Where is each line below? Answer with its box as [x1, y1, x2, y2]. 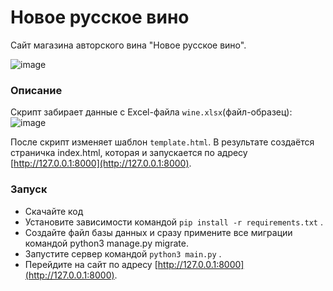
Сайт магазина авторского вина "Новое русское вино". [10, 39, 247, 51]
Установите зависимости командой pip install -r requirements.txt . [24, 216, 323, 228]
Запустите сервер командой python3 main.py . [24, 247, 222, 260]
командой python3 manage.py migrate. [24, 237, 189, 249]
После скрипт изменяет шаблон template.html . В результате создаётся [10, 136, 315, 148]
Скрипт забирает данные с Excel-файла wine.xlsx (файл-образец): [10, 106, 293, 118]
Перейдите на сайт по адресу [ [24, 258, 158, 270]
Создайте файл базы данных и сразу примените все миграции [24, 226, 293, 238]
